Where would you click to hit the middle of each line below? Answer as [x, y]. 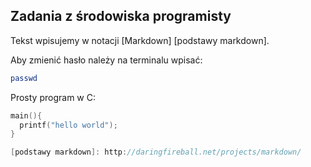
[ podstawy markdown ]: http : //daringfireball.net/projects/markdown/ [156, 152]
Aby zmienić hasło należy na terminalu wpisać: [106, 60]
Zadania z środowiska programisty [121, 16]
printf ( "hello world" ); [68, 125]
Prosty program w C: [53, 97]
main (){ [26, 115]
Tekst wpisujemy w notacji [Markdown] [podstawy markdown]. [140, 40]
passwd [24, 78]
